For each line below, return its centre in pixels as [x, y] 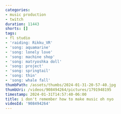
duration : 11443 [22, 24]
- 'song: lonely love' [29, 52]
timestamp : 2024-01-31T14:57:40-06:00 [46, 94]
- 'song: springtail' [28, 71]
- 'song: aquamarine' [28, 47]
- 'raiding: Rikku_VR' [29, 43]
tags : [11, 33]
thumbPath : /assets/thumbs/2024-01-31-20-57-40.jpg [60, 85]
